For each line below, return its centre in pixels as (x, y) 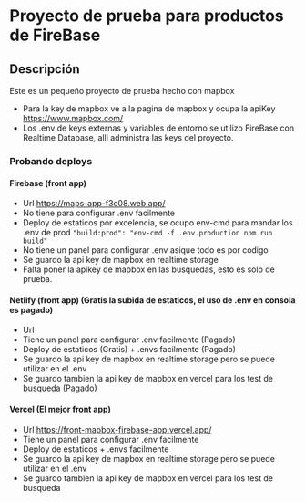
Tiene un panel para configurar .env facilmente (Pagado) (129, 340)
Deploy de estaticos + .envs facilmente (96, 449)
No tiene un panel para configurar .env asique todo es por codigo (145, 250)
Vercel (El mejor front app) (60, 409)
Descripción (45, 69)
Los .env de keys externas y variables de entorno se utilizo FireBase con (158, 128)
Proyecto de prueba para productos (147, 16)
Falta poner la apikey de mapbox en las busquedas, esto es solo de (148, 269)
